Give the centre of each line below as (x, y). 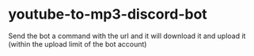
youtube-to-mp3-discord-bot (108, 14)
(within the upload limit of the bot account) (78, 44)
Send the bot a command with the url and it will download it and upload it (127, 36)
